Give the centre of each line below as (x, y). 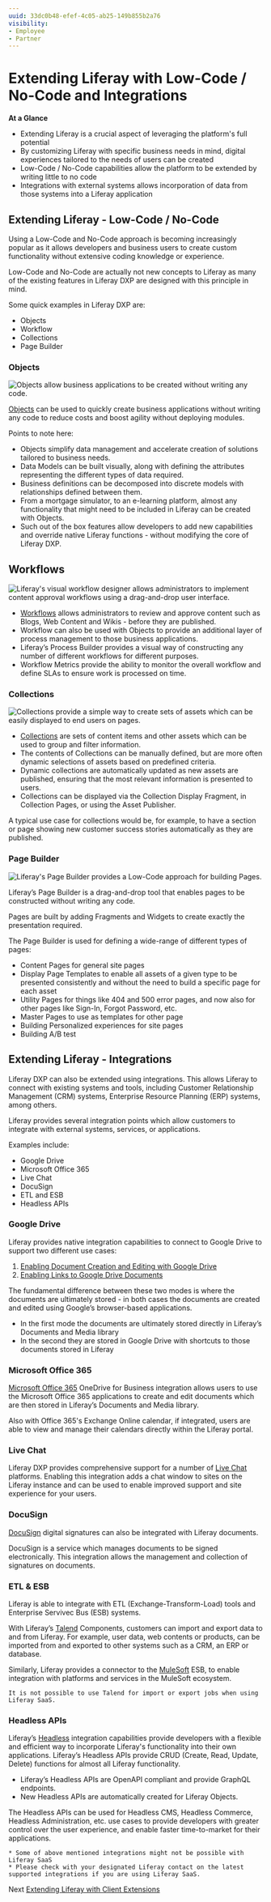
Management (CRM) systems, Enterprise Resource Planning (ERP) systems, (134, 1096)
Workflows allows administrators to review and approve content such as (140, 613)
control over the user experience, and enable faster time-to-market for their (134, 1830)
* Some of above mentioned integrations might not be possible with (126, 1853)
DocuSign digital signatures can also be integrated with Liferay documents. (133, 1532)
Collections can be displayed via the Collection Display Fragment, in (133, 796)
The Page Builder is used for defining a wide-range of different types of (128, 941)
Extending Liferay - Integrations (90, 1060)
